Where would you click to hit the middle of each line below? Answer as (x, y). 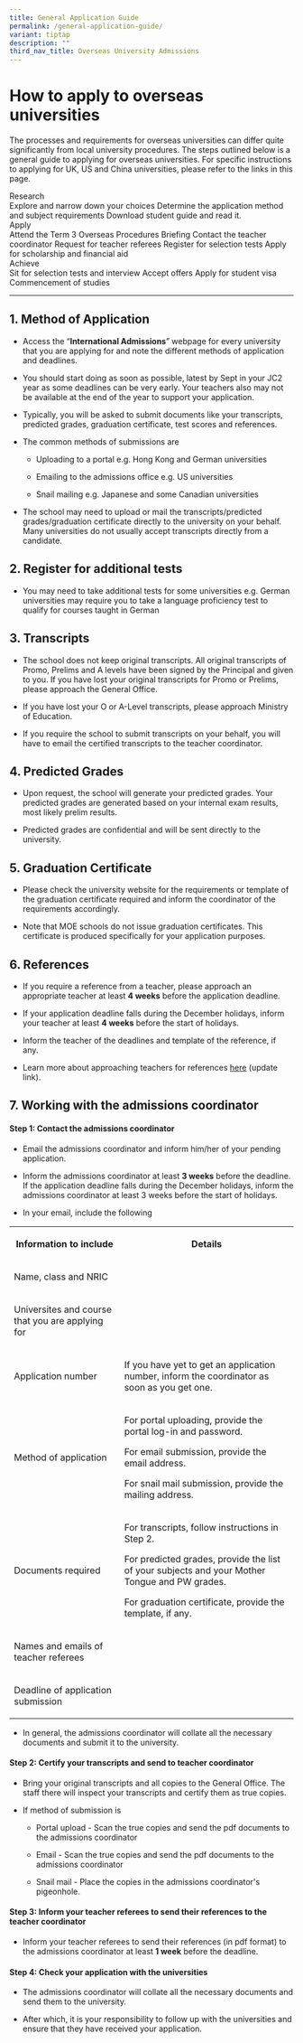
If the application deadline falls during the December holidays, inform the (158, 1186)
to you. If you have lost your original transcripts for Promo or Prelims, (151, 679)
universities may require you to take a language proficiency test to (145, 600)
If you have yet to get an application (200, 1364)
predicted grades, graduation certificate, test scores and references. (150, 424)
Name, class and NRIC (61, 1277)
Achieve (24, 264)
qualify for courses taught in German (91, 610)
